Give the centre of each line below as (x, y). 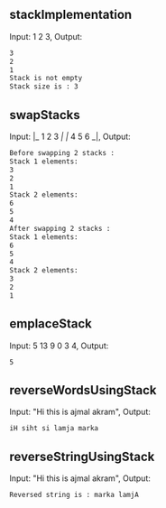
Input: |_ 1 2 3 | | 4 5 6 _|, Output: (70, 136)
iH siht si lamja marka (54, 429)
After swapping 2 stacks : (60, 228)
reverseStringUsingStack (82, 456)
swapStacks (45, 115)
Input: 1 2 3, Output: (46, 36)
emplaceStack (51, 324)
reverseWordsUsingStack (83, 390)
